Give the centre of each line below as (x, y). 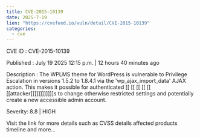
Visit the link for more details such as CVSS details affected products (92, 123)
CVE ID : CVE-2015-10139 (38, 51)
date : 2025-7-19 (27, 17)
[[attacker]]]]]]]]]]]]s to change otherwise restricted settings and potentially (100, 94)
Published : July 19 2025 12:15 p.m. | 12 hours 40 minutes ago (83, 63)
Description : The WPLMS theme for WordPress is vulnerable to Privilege (97, 74)
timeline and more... (31, 130)
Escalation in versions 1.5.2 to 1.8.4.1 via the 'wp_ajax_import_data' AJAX (96, 81)
